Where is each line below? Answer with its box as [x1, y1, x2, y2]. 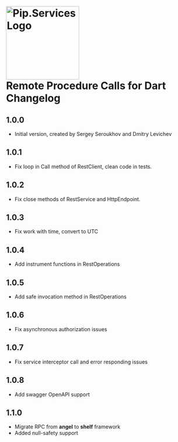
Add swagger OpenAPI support [14, 390, 90, 398]
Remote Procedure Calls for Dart [6, 79, 166, 93]
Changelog [6, 91, 61, 105]
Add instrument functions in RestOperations [14, 261, 120, 268]
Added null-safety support [14, 430, 79, 437]
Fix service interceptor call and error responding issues [14, 358, 148, 365]
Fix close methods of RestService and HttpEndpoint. [14, 195, 141, 202]
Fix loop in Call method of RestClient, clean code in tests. [14, 163, 152, 170]
